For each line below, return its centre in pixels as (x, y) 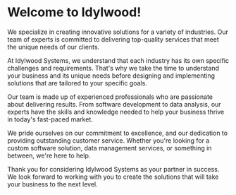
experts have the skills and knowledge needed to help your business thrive (116, 112)
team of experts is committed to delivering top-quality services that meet (113, 39)
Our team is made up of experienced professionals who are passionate (110, 97)
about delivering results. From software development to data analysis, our (114, 104)
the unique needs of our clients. (54, 47)
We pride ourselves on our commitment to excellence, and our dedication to (117, 133)
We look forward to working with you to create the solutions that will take (113, 177)
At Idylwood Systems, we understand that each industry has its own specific (118, 60)
